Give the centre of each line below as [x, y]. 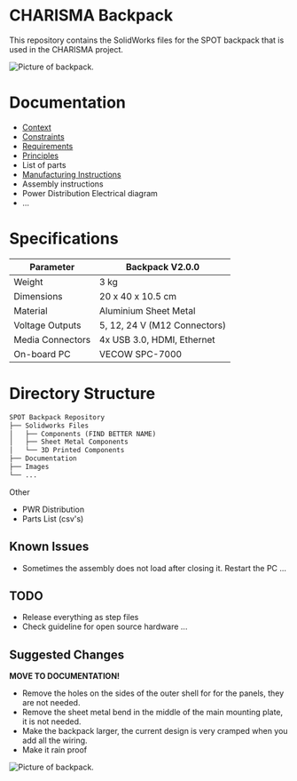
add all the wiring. [55, 741]
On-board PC [42, 354]
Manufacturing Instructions [71, 174]
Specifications [64, 239]
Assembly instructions [63, 184]
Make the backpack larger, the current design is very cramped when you [155, 731]
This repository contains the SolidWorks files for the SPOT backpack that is [147, 40]
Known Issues [49, 547]
